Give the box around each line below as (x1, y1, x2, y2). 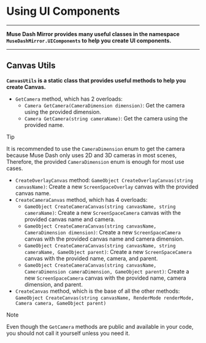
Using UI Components (6, 4, 121, 18)
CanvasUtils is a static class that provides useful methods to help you (6, 77, 186, 84)
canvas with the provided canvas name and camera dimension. (24, 235, 185, 242)
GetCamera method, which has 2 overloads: (15, 95, 123, 102)
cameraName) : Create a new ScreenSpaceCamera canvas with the (24, 209, 181, 216)
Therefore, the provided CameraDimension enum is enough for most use (6, 158, 185, 165)
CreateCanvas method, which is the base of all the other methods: (15, 287, 180, 295)
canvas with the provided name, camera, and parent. (24, 255, 158, 262)
